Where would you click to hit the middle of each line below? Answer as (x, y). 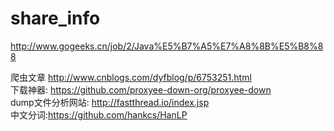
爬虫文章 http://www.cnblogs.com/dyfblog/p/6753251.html (131, 77)
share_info (55, 18)
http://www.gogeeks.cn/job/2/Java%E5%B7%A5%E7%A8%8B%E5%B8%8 (167, 46)
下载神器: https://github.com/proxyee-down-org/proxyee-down (141, 89)
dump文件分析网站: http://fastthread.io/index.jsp (110, 102)
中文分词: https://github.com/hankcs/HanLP (99, 114)
